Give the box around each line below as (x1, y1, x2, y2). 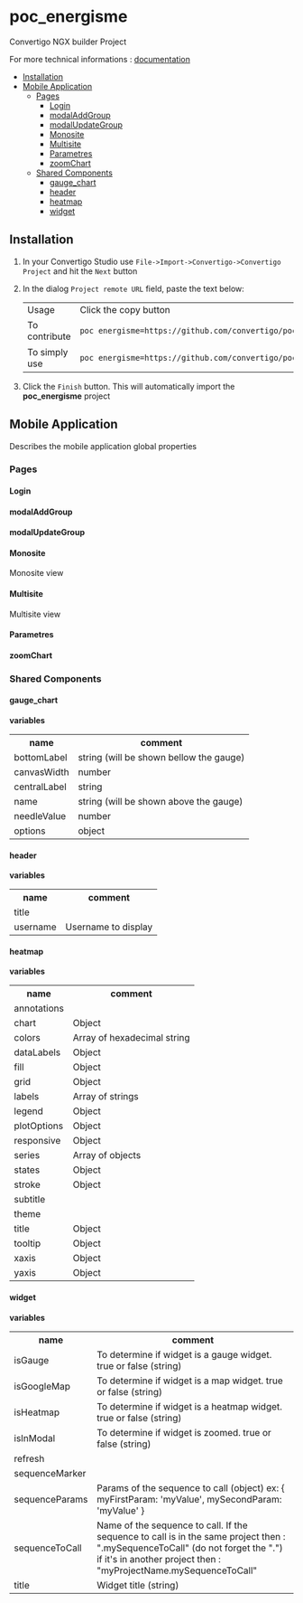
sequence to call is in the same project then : (96, 1530, 286, 1542)
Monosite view (9, 568, 64, 579)
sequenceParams (14, 1493, 88, 1505)
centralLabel (14, 780, 68, 793)
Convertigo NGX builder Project (9, 36, 127, 47)
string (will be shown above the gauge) (78, 795, 243, 807)
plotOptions (14, 1119, 64, 1132)
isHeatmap (14, 1406, 60, 1419)
